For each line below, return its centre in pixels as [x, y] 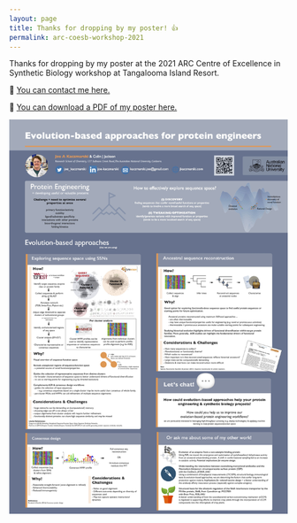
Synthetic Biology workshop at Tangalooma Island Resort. [114, 73]
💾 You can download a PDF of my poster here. [93, 107]
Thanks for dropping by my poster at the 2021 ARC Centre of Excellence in [145, 64]
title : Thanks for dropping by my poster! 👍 [94, 28]
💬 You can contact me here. [60, 90]
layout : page [33, 19]
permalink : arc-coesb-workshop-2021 [76, 37]
